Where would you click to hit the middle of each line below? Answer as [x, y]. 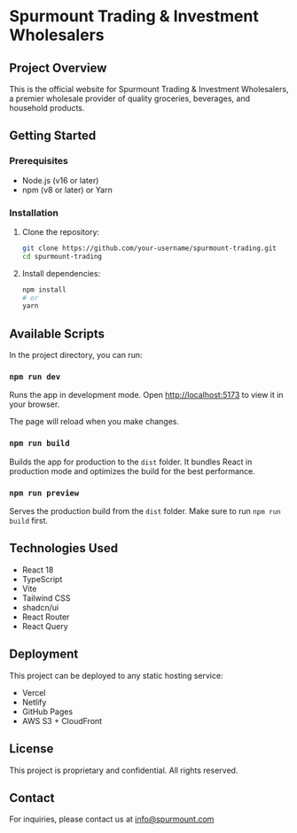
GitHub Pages [47, 712]
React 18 [38, 570]
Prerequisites [39, 161]
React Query [45, 626]
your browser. [35, 404]
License [31, 749]
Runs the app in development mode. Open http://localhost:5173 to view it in [146, 395]
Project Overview [58, 68]
